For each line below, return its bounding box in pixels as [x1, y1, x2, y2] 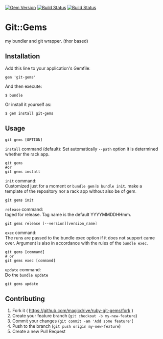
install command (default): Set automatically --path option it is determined [5, 146, 158, 152]
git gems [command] [5, 249, 45, 255]
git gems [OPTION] [5, 137, 43, 142]
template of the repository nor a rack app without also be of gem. [5, 188, 137, 194]
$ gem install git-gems [5, 111, 54, 116]
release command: [5, 206, 43, 212]
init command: [5, 178, 37, 183]
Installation [5, 52, 40, 61]
